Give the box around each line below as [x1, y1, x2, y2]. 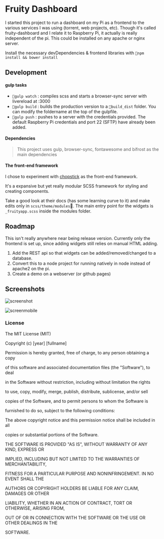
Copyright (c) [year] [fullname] [5, 340, 67, 346]
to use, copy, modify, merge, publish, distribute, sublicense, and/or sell [5, 388, 148, 395]
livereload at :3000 [12, 98, 50, 104]
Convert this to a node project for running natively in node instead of [12, 260, 151, 266]
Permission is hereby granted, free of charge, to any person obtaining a [5, 350, 149, 355]
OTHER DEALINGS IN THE [5, 520, 58, 526]
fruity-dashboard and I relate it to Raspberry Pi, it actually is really [5, 30, 138, 36]
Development [5, 69, 47, 77]
